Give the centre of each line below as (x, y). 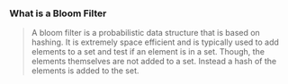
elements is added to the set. (85, 71)
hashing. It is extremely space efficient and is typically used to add (155, 42)
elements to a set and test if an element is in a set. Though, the (148, 52)
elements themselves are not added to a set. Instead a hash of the (154, 62)
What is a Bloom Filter (58, 13)
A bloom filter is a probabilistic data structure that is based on (146, 33)
